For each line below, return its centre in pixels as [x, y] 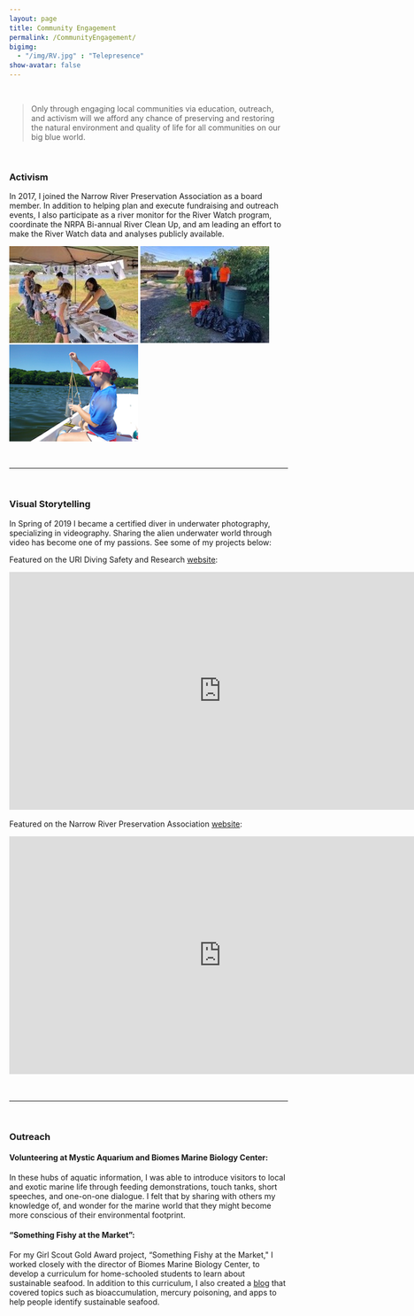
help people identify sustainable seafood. [84, 1302]
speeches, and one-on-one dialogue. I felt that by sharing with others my [142, 1196]
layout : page [33, 19]
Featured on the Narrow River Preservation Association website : [126, 824]
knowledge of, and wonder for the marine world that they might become [140, 1205]
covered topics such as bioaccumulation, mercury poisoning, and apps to [143, 1292]
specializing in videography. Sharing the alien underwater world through [141, 533]
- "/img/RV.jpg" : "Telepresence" [80, 56]
